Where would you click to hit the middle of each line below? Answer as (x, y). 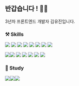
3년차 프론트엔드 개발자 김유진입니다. (40, 21)
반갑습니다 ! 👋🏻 (27, 9)
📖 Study (15, 68)
